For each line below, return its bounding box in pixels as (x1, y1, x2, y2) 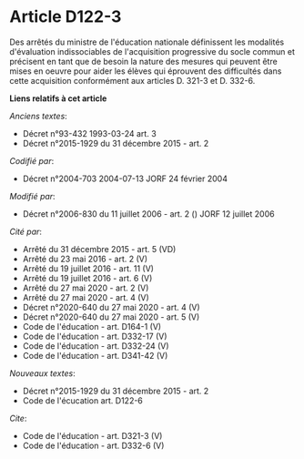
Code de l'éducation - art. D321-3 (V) (22, 430, 163, 441)
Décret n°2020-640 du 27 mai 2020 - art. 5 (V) (22, 311, 200, 322)
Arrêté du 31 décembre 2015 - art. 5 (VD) (22, 243, 177, 254)
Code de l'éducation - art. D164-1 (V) (22, 321, 162, 331)
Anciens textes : (9, 110, 68, 121)
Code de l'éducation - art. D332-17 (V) (22, 331, 167, 342)
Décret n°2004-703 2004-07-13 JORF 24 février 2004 (22, 173, 228, 184)
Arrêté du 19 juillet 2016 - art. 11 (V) (22, 262, 155, 274)
